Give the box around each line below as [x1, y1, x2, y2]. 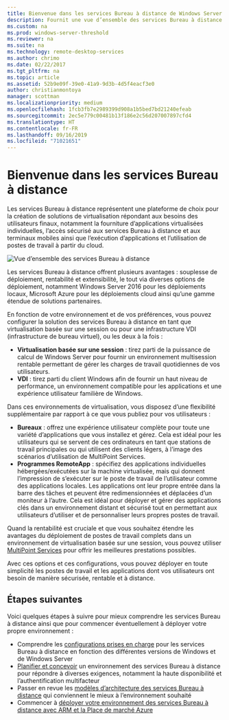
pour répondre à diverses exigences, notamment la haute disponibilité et [16, 669, 222, 677]
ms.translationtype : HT [7, 118, 75, 126]
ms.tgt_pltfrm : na [7, 67, 60, 74]
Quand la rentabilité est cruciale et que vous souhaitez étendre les [7, 524, 194, 532]
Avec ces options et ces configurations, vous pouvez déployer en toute [7, 559, 208, 567]
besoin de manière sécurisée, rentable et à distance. [7, 574, 156, 583]
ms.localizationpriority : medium [7, 100, 103, 106]
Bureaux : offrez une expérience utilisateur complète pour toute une [16, 423, 210, 431]
